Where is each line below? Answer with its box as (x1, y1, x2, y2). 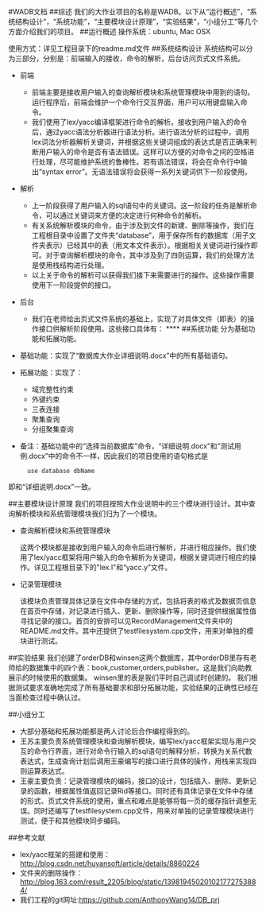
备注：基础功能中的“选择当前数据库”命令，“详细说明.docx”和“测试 (19, 441, 234, 451)
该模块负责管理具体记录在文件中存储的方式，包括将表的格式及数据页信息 (19, 596, 256, 606)
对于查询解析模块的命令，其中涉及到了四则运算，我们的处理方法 (45, 250, 255, 260)
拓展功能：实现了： (19, 368, 83, 377)
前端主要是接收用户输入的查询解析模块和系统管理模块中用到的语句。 (31, 87, 255, 97)
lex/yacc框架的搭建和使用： (19, 850, 111, 859)
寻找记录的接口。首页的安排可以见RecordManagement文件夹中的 (19, 616, 233, 626)
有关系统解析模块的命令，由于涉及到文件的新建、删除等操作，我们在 (31, 221, 255, 230)
